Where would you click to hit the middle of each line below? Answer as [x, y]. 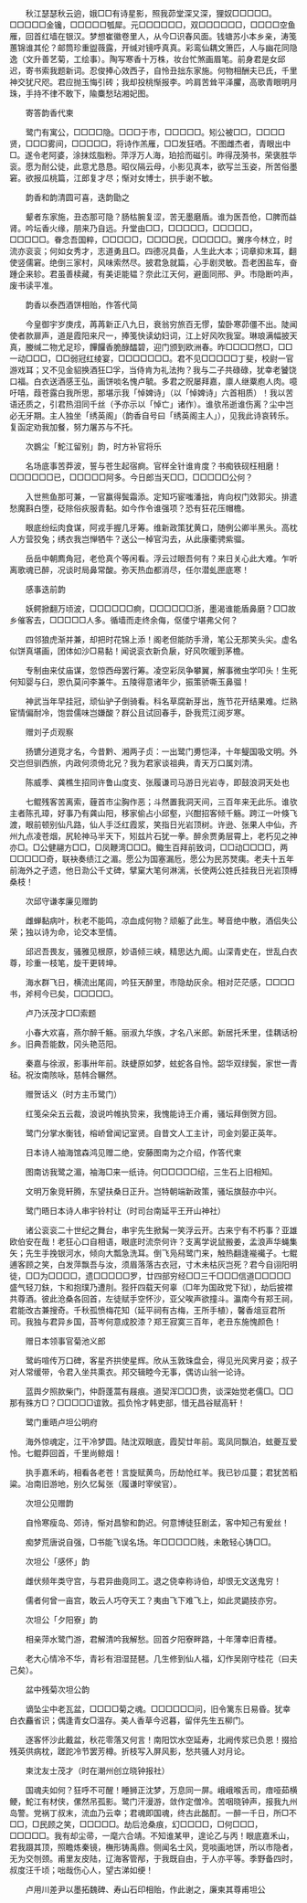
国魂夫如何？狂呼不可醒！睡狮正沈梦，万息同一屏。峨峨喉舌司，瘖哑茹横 [161, 1790]
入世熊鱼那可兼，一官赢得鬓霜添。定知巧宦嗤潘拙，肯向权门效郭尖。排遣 [161, 497]
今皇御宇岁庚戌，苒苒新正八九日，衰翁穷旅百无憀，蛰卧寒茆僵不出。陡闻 [161, 324]
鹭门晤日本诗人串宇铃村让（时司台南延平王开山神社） [125, 1211]
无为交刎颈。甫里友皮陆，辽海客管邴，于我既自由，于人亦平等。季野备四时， [153, 1859]
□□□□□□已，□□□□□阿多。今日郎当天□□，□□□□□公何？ [132, 477]
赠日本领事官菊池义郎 [65, 1341]
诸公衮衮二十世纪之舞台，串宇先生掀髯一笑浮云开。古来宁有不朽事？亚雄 [161, 1230]
